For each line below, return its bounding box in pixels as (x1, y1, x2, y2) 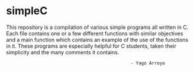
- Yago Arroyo (130, 60, 166, 66)
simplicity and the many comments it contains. (6, 48, 119, 55)
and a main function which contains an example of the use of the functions (6, 36, 189, 43)
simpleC (6, 4, 48, 18)
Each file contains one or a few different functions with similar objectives (6, 30, 183, 37)
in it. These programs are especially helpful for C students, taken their (6, 42, 176, 50)
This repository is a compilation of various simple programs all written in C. (6, 24, 189, 31)
